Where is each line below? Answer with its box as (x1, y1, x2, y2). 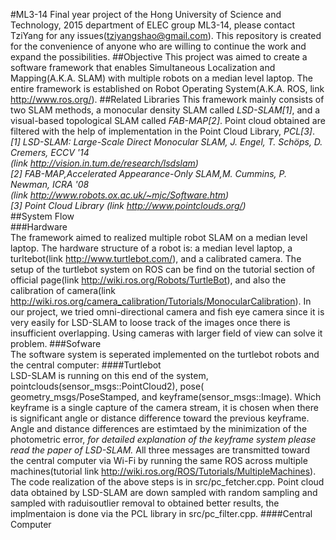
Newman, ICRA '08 (10, 179, 90, 190)
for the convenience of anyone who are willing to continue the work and (10, 40, 307, 52)
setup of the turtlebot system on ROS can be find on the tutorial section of (10, 264, 316, 275)
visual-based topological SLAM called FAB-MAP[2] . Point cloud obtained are (10, 115, 326, 126)
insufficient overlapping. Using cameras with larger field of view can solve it (10, 327, 323, 339)
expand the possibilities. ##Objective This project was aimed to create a (10, 51, 308, 63)
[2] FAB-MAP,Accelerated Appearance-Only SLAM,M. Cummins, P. (10, 168, 288, 179)
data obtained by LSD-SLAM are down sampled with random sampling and (10, 487, 318, 498)
